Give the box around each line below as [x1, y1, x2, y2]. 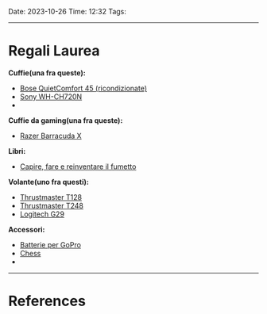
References [8, 293, 86, 310]
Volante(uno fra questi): [8, 177, 89, 186]
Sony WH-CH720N [19, 91, 83, 101]
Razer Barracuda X [19, 131, 82, 140]
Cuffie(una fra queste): [8, 67, 86, 78]
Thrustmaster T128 [19, 192, 82, 201]
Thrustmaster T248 [19, 201, 84, 210]
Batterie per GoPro [19, 239, 82, 249]
